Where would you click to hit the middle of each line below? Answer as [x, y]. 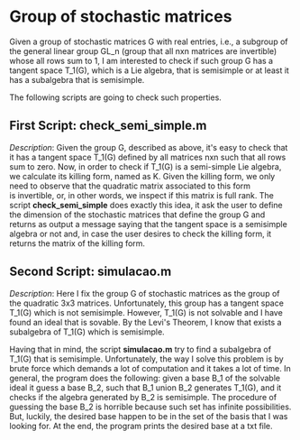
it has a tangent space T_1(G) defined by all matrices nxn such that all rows [148, 157]
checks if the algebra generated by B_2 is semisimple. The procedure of [143, 397]
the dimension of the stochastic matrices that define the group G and [137, 215]
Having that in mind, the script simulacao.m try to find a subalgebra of [141, 349]
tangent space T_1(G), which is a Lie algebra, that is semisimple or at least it [150, 70]
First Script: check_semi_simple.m [108, 126]
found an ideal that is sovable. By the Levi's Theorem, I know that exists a [145, 322]
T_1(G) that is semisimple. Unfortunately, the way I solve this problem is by [146, 359]
